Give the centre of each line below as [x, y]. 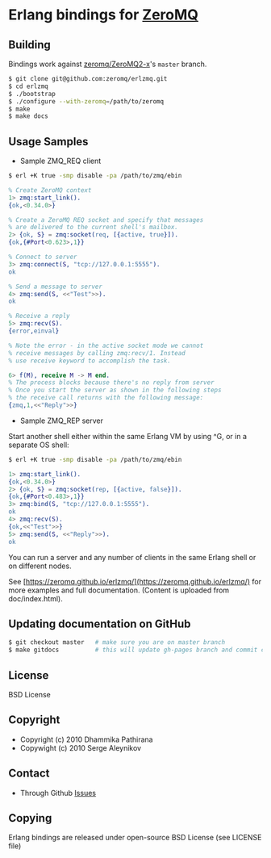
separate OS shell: [39, 445]
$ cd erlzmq [28, 86]
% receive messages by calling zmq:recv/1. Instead [97, 353]
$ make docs [28, 116]
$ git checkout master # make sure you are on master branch [117, 642]
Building [29, 45]
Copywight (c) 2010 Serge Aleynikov [81, 747]
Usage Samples [48, 142]
